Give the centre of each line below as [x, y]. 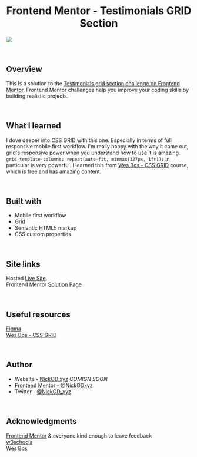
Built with [24, 201]
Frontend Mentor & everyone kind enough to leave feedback [79, 436]
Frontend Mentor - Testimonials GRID [99, 11]
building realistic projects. [37, 96]
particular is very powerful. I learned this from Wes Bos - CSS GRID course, [97, 165]
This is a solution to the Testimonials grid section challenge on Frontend [93, 83]
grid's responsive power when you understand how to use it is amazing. [93, 153]
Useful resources [38, 314]
